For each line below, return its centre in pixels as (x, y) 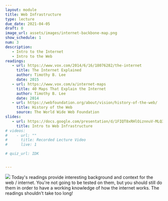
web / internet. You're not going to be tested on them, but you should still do (84, 182)
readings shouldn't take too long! (39, 193)
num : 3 (12, 42)
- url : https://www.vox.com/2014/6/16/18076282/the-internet (77, 65)
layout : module (21, 10)
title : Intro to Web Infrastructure (54, 126)
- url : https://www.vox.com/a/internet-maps (59, 84)
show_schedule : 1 (23, 38)
